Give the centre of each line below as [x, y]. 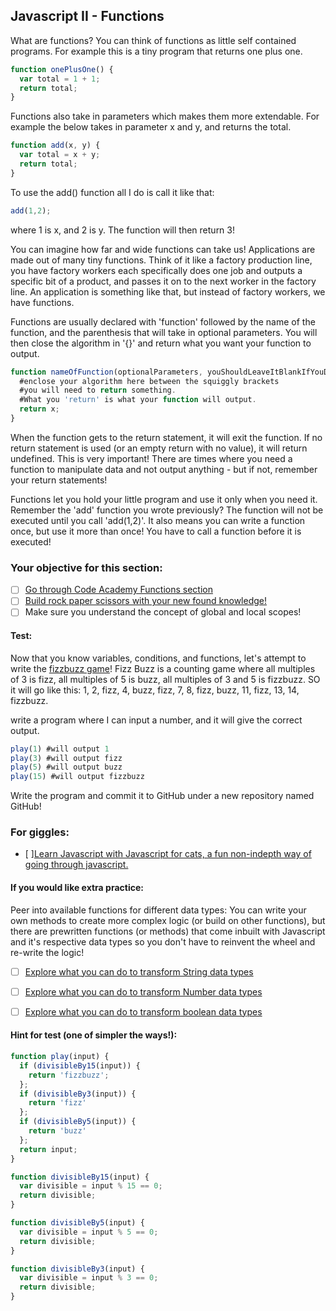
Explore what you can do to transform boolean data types [143, 1011]
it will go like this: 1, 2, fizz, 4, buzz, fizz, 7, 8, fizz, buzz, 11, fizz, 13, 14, [155, 690]
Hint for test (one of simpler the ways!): [94, 1035]
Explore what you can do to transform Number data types [143, 991]
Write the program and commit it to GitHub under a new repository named [162, 796]
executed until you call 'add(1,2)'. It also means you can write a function [158, 520]
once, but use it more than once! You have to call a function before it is [156, 531]
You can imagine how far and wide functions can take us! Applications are [163, 249]
